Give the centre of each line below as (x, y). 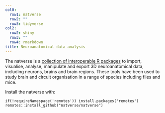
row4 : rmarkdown (26, 42)
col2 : (11, 28)
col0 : (11, 10)
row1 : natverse (25, 14)
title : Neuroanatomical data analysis (45, 47)
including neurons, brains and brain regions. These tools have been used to (82, 71)
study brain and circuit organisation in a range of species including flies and (83, 77)
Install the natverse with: (30, 92)
